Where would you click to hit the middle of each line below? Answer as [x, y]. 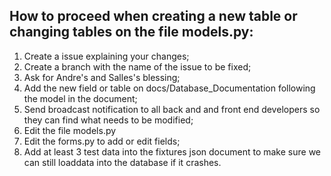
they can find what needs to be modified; [108, 120]
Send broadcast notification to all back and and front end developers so [172, 109]
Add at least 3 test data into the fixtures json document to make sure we [172, 151]
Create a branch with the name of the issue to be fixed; [137, 66]
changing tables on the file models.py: [131, 32]
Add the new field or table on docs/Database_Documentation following [169, 88]
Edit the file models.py [70, 130]
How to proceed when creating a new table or [153, 16]
